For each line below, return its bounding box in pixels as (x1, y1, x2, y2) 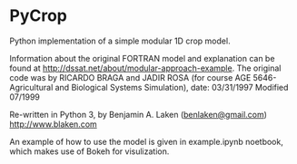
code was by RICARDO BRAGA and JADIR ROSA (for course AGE (9, 72, 252, 82)
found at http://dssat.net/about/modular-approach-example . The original (9, 63, 282, 73)
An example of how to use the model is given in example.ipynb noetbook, (9, 136, 283, 147)
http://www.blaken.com (9, 119, 97, 130)
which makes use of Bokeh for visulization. (9, 146, 170, 157)
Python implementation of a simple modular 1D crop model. (9, 35, 231, 46)
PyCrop (9, 5, 68, 26)
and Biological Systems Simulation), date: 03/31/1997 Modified (54, 82, 289, 92)
